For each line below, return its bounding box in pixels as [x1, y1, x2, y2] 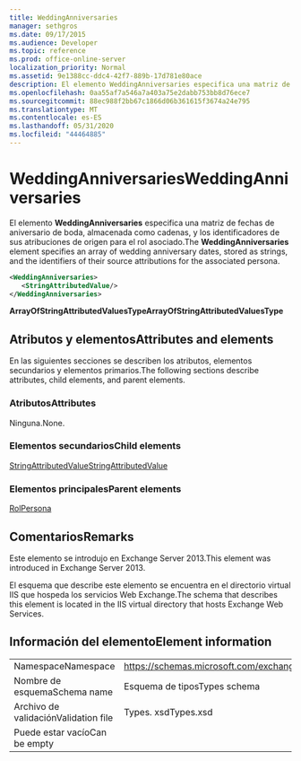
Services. [9, 608, 45, 619]
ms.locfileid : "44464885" [9, 130, 106, 139]
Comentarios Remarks [9, 529, 134, 544]
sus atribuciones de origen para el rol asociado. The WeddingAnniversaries [9, 236, 289, 247]
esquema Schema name [13, 686, 114, 698]
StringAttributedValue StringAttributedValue [9, 459, 168, 471]
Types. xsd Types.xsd [124, 705, 213, 718]
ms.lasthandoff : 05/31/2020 [9, 122, 115, 131]
